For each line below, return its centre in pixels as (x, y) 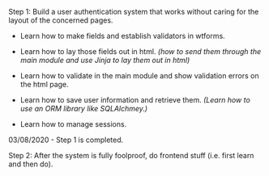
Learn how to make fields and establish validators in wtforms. (122, 36)
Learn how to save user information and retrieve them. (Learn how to (135, 100)
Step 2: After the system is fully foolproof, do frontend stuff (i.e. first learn (131, 155)
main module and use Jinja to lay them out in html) (105, 60)
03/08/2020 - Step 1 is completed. (66, 140)
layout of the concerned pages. (61, 20)
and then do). (31, 164)
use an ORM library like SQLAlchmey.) (84, 109)
